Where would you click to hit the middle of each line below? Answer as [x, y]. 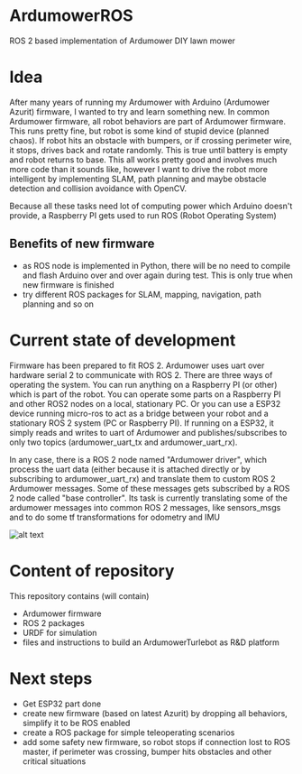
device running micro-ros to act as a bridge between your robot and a [139, 413]
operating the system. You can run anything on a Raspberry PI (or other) [143, 384]
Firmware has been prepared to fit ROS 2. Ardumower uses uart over [137, 365]
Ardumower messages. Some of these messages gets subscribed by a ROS [150, 488]
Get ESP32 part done [62, 704]
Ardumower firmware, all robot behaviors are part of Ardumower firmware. [148, 121]
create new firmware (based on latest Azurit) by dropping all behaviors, [155, 713]
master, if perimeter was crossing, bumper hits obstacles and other [147, 751]
